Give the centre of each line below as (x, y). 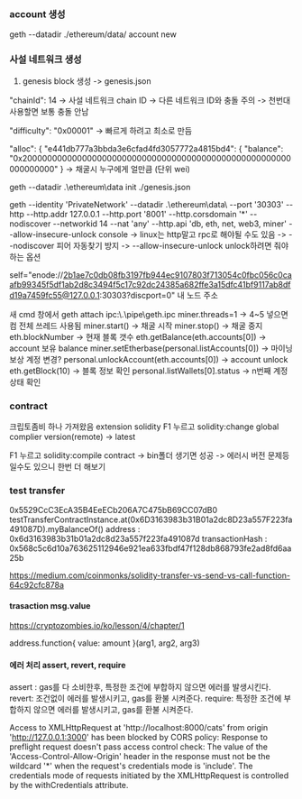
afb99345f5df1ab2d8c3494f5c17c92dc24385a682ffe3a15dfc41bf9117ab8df (150, 284)
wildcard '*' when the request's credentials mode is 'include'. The (131, 766)
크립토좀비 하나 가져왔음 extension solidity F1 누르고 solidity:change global (144, 427)
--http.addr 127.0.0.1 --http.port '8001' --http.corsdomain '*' (137, 214)
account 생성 (37, 14)
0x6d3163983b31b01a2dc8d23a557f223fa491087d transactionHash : (138, 539)
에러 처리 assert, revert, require (68, 665)
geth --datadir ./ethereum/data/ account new (93, 34)
